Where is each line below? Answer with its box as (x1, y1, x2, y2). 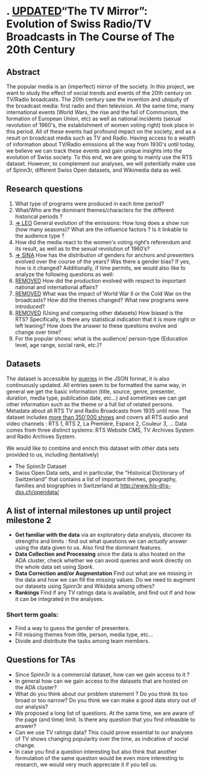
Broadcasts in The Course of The (6, 30, 175, 44)
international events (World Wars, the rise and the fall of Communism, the (6, 109, 189, 115)
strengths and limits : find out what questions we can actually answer (14, 538, 188, 545)
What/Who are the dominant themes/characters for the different (14, 206, 174, 213)
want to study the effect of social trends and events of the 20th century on (6, 89, 192, 96)
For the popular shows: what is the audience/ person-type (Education (14, 334, 188, 342)
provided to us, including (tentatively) (6, 450, 99, 458)
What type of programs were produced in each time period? (14, 200, 165, 207)
